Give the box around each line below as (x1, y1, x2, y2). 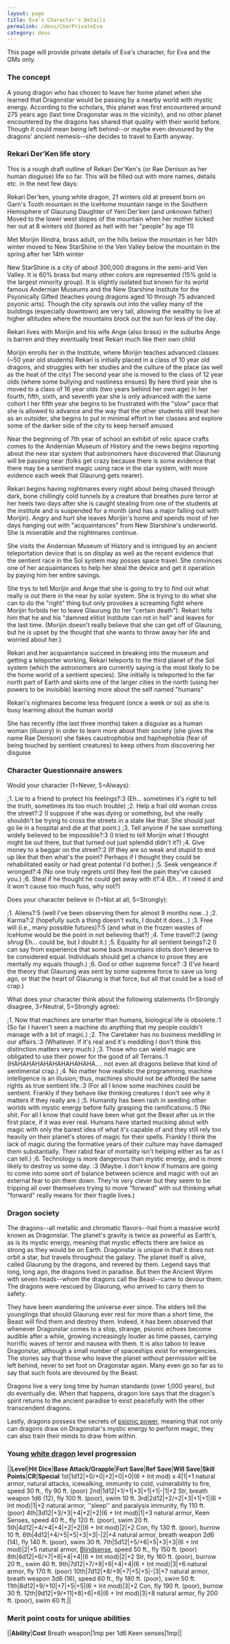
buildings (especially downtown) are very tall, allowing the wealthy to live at (7, 307, 221, 315)
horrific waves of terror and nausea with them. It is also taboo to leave (7, 1339, 206, 1348)
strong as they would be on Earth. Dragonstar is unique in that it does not (7, 1246, 214, 1254)
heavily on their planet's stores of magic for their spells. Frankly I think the (7, 1132, 216, 1141)
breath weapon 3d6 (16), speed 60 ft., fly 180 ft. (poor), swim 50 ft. (7, 1574, 196, 1582)
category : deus (7, 29, 51, 36)
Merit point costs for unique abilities (7, 1613, 130, 1623)
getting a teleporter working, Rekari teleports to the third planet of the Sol (7, 656, 215, 664)
